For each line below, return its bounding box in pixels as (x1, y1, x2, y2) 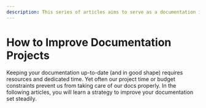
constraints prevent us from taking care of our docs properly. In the (6, 82, 177, 89)
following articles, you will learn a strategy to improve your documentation (6, 88, 194, 96)
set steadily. (6, 94, 37, 102)
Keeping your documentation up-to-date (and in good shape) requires (6, 69, 183, 76)
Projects (6, 48, 50, 62)
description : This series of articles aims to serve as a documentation (6, 9, 196, 15)
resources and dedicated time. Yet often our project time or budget (6, 75, 176, 83)
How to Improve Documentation (6, 35, 172, 49)
